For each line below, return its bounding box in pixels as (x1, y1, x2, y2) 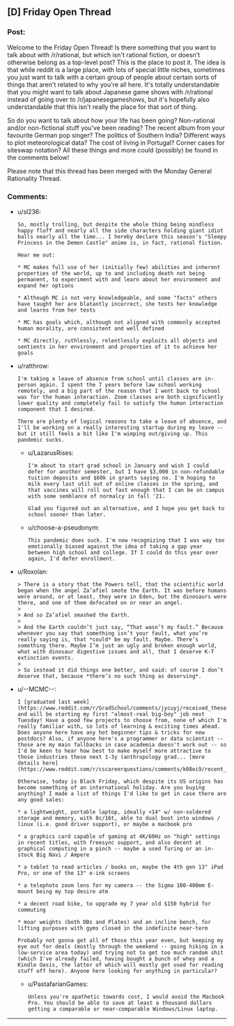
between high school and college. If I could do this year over (27, 549, 219, 556)
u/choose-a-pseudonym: (27, 523, 100, 531)
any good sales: (17, 796, 65, 803)
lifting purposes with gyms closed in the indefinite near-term (17, 925, 208, 932)
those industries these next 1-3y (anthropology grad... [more (17, 753, 205, 760)
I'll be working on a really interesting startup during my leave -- (17, 424, 224, 431)
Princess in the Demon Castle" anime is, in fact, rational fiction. (17, 239, 224, 246)
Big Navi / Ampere (36, 851, 90, 858)
